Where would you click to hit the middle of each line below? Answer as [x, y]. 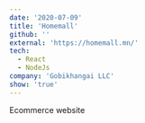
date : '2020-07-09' [46, 18]
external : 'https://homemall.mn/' [74, 43]
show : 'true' [34, 84]
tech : [19, 51]
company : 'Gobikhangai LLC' [62, 76]
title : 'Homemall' [44, 26]
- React [32, 59]
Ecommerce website [47, 110]
